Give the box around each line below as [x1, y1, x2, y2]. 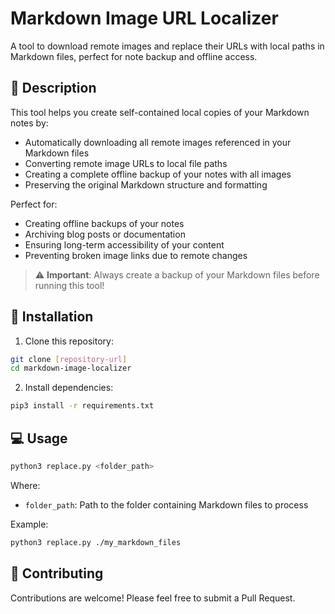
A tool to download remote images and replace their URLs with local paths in [10, 40, 325, 52]
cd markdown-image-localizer [10, 363, 132, 374]
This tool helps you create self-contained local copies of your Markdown [10, 106, 310, 118]
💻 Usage [10, 430, 68, 447]
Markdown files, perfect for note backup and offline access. [10, 50, 258, 62]
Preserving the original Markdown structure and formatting [24, 178, 268, 191]
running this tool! [34, 279, 105, 291]
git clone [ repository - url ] [10, 354, 128, 364]
